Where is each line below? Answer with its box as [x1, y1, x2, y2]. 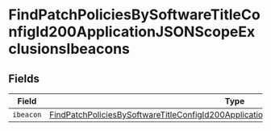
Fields [8, 72, 40, 85]
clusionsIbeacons [8, 40, 131, 58]
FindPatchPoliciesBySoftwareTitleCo [8, 6, 261, 24]
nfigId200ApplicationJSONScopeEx [8, 23, 256, 41]
